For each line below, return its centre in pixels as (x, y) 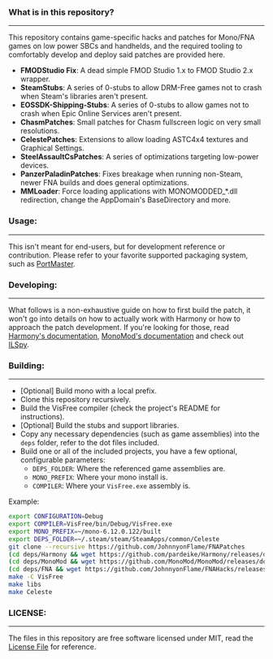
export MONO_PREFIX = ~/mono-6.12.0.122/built (85, 531)
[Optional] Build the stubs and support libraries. (100, 426)
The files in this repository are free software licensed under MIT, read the (131, 638)
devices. (35, 166)
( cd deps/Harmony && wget (52, 554)
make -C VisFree (36, 577)
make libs (25, 585)
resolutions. (40, 131)
